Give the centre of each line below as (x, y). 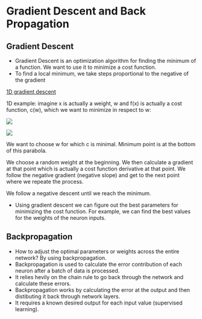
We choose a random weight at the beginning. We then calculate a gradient (100, 162)
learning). (27, 309)
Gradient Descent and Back (76, 11)
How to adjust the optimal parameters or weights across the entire (97, 251)
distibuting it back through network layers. (68, 296)
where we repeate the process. (45, 182)
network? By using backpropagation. (61, 257)
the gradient (30, 80)
